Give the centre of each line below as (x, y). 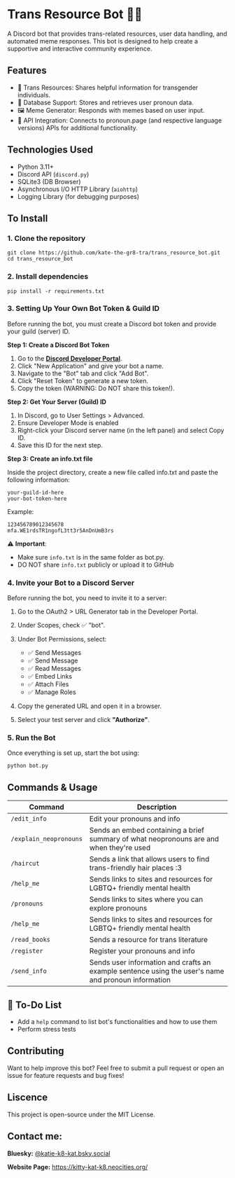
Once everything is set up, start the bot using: (73, 753)
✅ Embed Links (50, 677)
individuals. (34, 95)
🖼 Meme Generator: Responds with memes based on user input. (111, 110)
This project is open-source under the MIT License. (81, 1114)
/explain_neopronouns (47, 839)
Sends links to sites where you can (146, 899)
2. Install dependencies (48, 277)
